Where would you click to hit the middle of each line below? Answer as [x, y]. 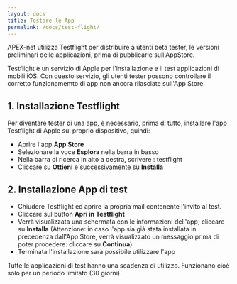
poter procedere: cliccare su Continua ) [75, 244]
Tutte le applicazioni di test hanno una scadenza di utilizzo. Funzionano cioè [118, 266]
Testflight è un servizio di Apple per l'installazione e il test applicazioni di [114, 69]
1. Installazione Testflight [64, 106]
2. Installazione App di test [67, 189]
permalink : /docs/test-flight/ [54, 27]
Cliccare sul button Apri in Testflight [71, 214]
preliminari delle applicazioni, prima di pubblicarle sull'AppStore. [101, 55]
